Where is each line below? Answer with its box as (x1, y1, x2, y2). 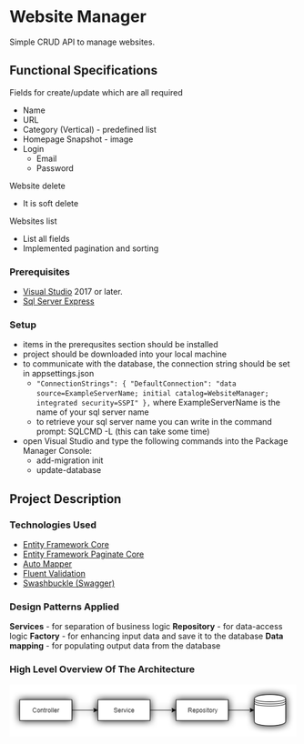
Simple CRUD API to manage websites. (9, 36, 156, 47)
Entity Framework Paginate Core (22, 548, 145, 560)
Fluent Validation (22, 568, 86, 579)
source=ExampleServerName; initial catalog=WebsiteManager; (35, 389, 269, 398)
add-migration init (35, 455, 104, 466)
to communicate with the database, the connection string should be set (22, 358, 290, 369)
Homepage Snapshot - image (22, 134, 134, 145)
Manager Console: (22, 446, 93, 457)
